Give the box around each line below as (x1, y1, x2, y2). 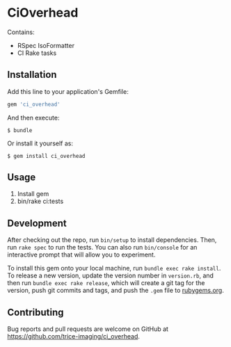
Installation (7, 69, 57, 81)
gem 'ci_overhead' (7, 101, 61, 108)
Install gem (17, 190, 49, 198)
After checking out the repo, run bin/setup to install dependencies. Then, (7, 236, 217, 244)
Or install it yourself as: (7, 139, 73, 147)
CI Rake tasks (17, 49, 57, 57)
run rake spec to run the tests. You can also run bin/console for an (7, 243, 198, 252)
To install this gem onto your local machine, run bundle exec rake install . (7, 264, 221, 273)
